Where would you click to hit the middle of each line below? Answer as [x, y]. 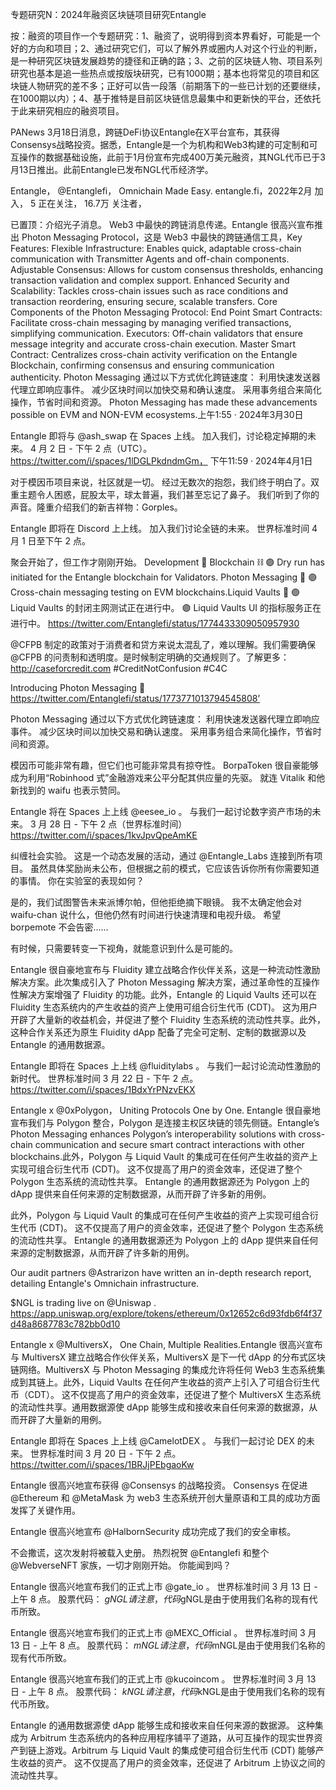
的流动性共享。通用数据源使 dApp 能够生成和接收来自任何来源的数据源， [160, 1407]
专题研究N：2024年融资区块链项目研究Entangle [108, 14]
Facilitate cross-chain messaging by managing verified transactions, [151, 322]
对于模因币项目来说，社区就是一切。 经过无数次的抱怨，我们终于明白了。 [160, 482]
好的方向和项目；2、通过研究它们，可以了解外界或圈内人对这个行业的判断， [166, 48]
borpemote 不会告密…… [59, 927]
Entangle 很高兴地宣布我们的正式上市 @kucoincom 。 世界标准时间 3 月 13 [163, 1679]
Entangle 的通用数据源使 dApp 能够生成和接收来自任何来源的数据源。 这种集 [167, 1725]
